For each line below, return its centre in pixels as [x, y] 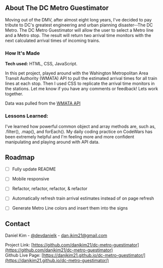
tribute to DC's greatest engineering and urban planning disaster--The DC [79, 25]
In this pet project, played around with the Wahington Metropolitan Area [77, 73]
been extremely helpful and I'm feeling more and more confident [70, 137]
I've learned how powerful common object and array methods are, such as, [80, 127]
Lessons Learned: [27, 116]
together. [14, 94]
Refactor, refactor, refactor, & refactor [50, 189]
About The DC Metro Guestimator [57, 8]
